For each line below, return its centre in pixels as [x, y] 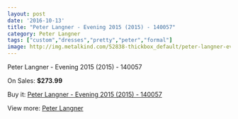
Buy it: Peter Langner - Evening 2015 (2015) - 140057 [85, 94]
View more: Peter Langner [45, 108]
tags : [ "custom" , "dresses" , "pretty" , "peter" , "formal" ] [90, 40]
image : [17, 47]
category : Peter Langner [44, 34]
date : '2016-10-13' [36, 21]
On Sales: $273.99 [35, 81]
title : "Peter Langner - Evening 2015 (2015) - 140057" [91, 27]
